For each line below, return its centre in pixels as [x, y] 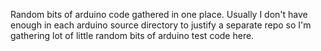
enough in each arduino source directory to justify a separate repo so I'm [161, 25]
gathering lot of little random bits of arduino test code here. [132, 35]
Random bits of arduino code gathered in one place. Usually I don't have [159, 14]
